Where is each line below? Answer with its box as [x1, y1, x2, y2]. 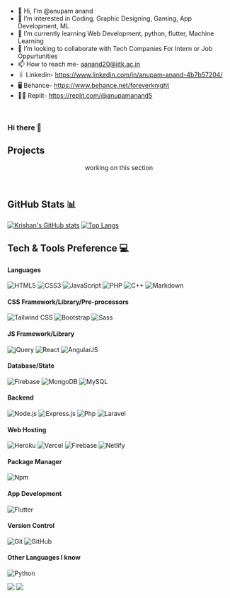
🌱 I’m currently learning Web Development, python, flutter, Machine [17, 29, 214, 38]
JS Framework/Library [7, 329, 75, 338]
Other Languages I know [7, 553, 81, 562]
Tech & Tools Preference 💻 [7, 242, 130, 254]
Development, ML [17, 22, 69, 30]
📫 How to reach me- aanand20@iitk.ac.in [17, 60, 140, 68]
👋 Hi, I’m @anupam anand [17, 7, 93, 15]
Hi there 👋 [7, 123, 42, 132]
